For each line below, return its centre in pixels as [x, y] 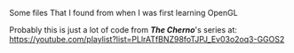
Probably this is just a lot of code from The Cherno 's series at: [123, 30]
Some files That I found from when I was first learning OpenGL [123, 13]
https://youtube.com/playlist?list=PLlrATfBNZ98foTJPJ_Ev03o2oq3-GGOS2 [147, 39]
